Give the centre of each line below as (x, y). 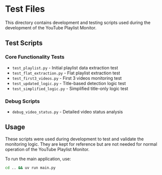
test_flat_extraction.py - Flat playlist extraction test (66, 73)
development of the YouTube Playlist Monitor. (51, 27)
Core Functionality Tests (35, 57)
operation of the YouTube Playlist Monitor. (47, 149)
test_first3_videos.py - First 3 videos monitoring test (67, 78)
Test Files (25, 9)
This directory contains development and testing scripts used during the (78, 22)
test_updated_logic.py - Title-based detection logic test (69, 83)
